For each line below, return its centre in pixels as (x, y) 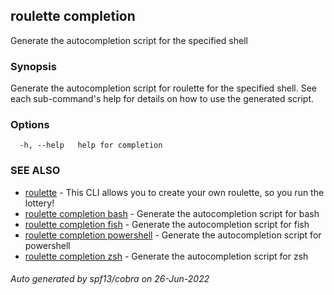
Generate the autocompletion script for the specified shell (129, 40)
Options (30, 125)
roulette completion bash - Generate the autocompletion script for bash (172, 213)
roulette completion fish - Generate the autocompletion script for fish (167, 224)
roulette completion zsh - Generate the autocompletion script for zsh (166, 256)
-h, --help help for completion (91, 145)
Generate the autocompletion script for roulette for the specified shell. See (164, 88)
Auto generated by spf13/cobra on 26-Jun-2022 (110, 279)
